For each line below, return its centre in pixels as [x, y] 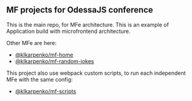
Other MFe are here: [32, 43]
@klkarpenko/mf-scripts [46, 91]
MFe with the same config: [39, 79]
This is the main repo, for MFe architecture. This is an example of [87, 24]
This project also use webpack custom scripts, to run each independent [96, 73]
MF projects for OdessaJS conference [80, 10]
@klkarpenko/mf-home [44, 55]
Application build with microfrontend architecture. [68, 31]
